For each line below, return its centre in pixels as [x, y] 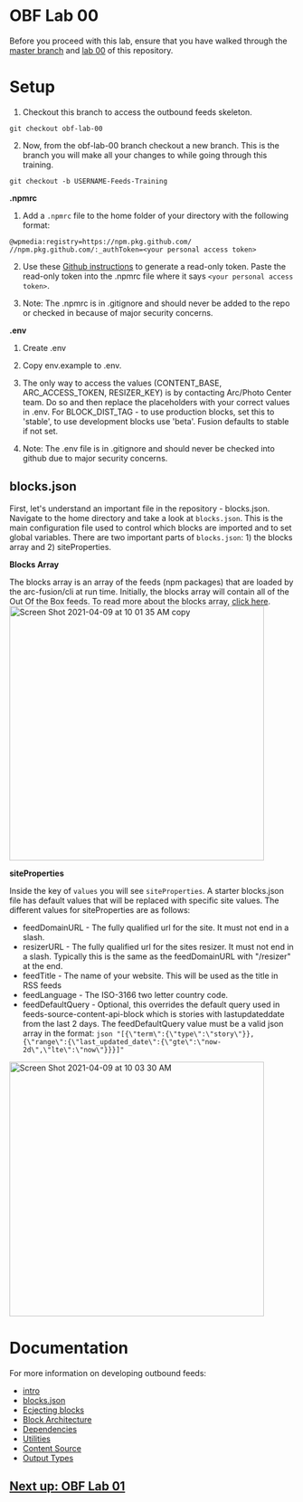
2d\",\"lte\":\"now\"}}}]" [73, 1050]
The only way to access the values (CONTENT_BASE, [122, 383]
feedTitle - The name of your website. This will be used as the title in [150, 975]
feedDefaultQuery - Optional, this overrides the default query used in [151, 1004]
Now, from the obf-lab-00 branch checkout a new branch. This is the [151, 145]
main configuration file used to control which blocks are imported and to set [151, 528]
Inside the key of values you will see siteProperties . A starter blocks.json [147, 890]
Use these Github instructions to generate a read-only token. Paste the [154, 266]
